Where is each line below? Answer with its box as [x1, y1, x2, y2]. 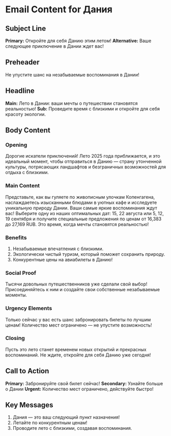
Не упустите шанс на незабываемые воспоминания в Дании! [5, 71, 140, 78]
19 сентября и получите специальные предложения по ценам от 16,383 [5, 216, 162, 222]
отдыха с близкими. [5, 169, 49, 176]
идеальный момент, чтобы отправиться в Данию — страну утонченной [5, 158, 162, 165]
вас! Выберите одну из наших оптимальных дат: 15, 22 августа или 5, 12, [5, 210, 164, 216]
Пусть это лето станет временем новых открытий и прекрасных [5, 346, 147, 352]
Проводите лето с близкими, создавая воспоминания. [12, 425, 132, 431]
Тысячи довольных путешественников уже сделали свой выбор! [5, 281, 147, 287]
